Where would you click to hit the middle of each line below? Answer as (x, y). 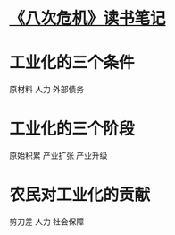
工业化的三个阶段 (72, 129)
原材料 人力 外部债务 (47, 90)
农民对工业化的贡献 (80, 195)
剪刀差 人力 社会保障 (47, 222)
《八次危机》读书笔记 (88, 18)
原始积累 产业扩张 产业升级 (58, 156)
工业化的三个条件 (72, 63)
